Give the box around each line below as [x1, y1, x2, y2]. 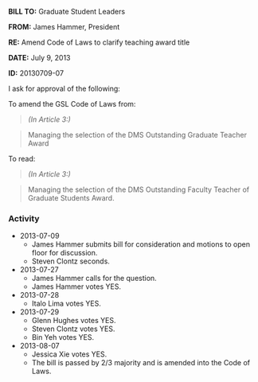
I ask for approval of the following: [8, 84, 121, 93]
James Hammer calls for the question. [31, 274, 157, 283]
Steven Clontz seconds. [31, 256, 110, 266]
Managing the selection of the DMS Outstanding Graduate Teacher [27, 131, 247, 139]
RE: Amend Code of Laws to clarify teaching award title [8, 37, 190, 47]
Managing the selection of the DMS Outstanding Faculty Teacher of [27, 185, 249, 194]
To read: [8, 154, 36, 163]
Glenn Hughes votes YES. [31, 316, 116, 325]
